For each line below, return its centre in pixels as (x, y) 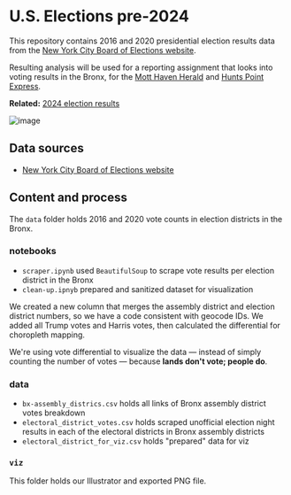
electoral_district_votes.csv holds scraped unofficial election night (149, 422)
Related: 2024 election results (65, 103)
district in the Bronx (58, 280)
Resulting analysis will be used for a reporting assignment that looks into (141, 67)
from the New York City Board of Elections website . (103, 50)
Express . (25, 86)
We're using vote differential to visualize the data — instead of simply (135, 352)
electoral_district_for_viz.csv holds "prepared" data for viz (135, 441)
